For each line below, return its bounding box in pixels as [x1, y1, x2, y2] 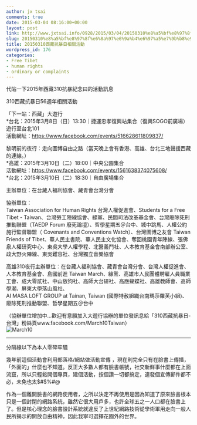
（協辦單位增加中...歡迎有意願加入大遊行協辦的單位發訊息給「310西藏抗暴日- [6, 312, 191, 319]
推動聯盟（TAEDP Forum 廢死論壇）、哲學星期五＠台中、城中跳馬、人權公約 [6, 221, 188, 228]
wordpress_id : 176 [6, 47, 51, 53]
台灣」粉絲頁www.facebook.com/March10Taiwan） [6, 319, 130, 326]
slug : [6, 36, 19, 42]
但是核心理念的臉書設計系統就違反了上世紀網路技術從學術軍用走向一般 [16, 406, 186, 413]
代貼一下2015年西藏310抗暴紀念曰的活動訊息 [6, 86, 114, 93]
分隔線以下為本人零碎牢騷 [6, 344, 68, 351]
